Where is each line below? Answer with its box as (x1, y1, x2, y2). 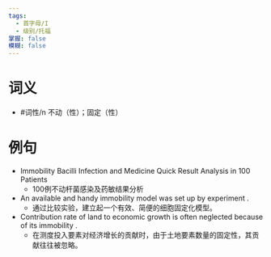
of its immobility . (19, 221, 78, 230)
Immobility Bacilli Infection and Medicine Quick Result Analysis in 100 (19, 166, 251, 175)
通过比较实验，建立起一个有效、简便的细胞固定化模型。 (32, 203, 217, 213)
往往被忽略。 (39, 240, 83, 250)
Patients (19, 175, 48, 184)
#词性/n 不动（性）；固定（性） (19, 107, 123, 117)
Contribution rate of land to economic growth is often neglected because (19, 212, 264, 221)
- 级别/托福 (15, 27, 51, 35)
